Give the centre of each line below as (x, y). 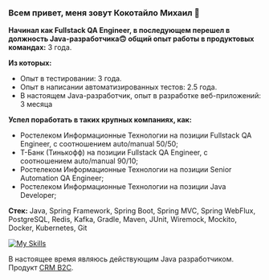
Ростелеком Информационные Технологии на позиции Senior (126, 170)
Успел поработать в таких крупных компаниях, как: (100, 120)
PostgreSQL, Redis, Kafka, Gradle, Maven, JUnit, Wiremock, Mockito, (122, 220)
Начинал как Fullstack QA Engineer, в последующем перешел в (119, 31)
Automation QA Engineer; (62, 178)
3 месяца (36, 105)
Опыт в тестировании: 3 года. (71, 79)
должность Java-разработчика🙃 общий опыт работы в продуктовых (131, 39)
